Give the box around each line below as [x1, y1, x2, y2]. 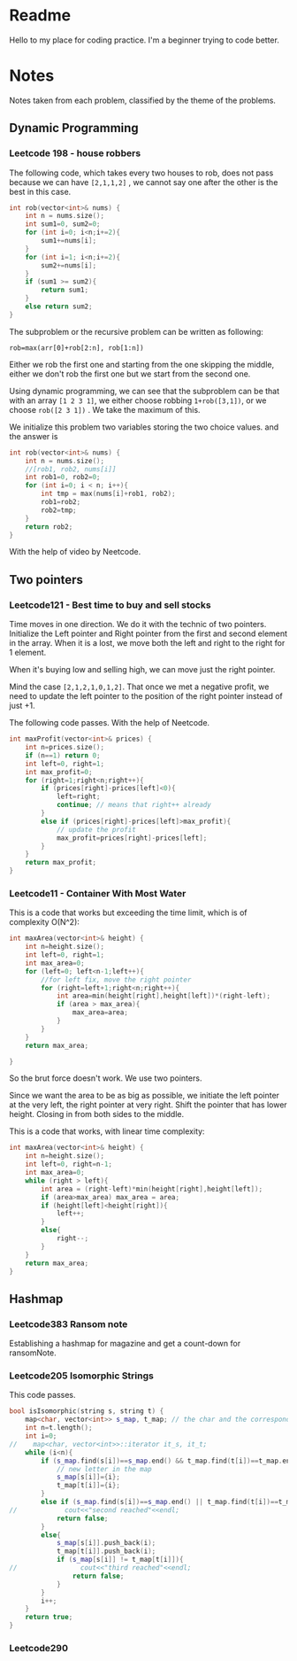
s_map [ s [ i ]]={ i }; [56, 1472, 121, 1482]
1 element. [9, 648, 47, 658]
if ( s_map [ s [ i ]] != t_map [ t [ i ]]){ [56, 1556, 184, 1564]
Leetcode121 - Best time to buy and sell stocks [9, 599, 211, 611]
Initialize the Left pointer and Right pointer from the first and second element [9, 628, 288, 639]
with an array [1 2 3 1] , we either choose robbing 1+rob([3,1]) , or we [9, 395, 267, 406]
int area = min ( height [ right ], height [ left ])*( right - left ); [56, 991, 271, 1001]
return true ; [25, 1613, 73, 1622]
